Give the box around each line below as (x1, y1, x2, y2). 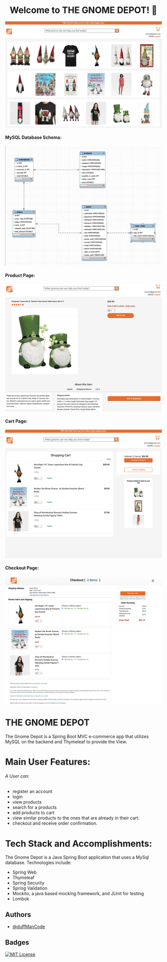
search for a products (12, 804, 57, 811)
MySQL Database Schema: (5, 134, 62, 140)
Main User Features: (5, 756, 90, 768)
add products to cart (12, 810, 55, 816)
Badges (5, 938, 29, 947)
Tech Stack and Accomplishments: (5, 838, 153, 849)
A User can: (5, 773, 30, 779)
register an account (12, 789, 53, 795)
